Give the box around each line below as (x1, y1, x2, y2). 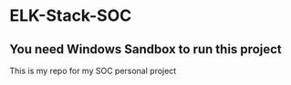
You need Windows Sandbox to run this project (9, 42, 283, 57)
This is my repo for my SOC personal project (9, 65, 177, 76)
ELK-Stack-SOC (9, 5, 132, 26)
